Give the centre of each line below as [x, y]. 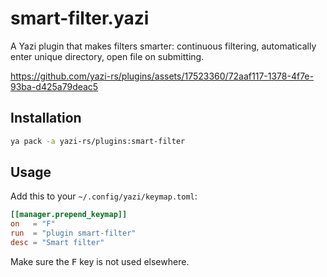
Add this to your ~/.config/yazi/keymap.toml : [104, 196]
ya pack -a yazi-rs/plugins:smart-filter [98, 141]
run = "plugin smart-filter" [73, 233]
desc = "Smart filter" [57, 243]
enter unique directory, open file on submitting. [107, 56]
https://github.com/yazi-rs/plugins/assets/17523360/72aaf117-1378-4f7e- [162, 76]
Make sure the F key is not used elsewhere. [100, 261]
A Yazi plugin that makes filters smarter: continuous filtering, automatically [163, 46]
